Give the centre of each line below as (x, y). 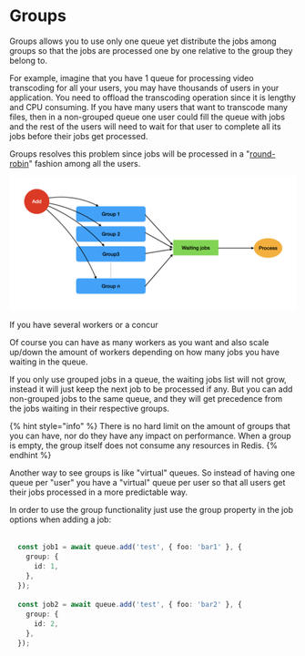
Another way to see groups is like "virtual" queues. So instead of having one (152, 473)
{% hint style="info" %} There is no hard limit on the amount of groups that (150, 426)
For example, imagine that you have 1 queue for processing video (132, 77)
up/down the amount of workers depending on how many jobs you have (145, 353)
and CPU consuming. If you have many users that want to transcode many (149, 107)
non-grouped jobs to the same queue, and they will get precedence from (146, 399)
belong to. (29, 60)
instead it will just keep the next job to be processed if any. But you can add (151, 389)
